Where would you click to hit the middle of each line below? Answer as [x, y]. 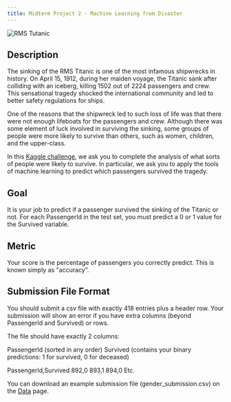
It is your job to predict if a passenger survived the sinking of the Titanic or [113, 210]
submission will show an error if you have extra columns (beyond [99, 315]
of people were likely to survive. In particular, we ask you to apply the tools [113, 164]
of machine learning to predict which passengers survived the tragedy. [108, 171]
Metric [22, 246]
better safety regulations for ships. [56, 101]
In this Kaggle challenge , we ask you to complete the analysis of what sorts [114, 157]
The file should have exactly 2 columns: [64, 336]
